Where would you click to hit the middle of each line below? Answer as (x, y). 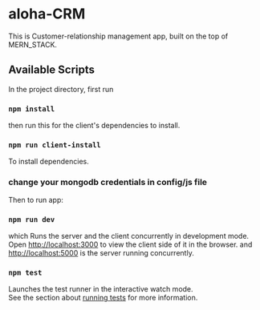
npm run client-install (55, 145)
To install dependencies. (49, 162)
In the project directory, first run (61, 89)
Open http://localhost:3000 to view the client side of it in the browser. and (130, 244)
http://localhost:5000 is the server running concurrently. (101, 252)
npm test (25, 272)
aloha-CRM (47, 14)
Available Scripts (51, 70)
